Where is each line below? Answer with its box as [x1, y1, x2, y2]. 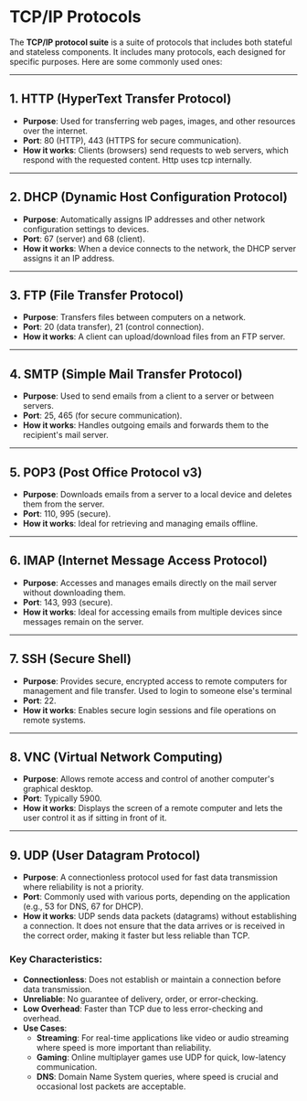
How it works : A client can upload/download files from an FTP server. [22, 331, 286, 342]
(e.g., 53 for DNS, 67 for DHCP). [22, 901, 144, 912]
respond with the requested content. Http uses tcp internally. [22, 154, 252, 166]
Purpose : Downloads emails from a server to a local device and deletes [22, 489, 292, 499]
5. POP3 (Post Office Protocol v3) [9, 465, 203, 480]
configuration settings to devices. [22, 223, 149, 234]
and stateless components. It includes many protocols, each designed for [9, 46, 286, 57]
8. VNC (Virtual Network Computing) [9, 750, 224, 765]
